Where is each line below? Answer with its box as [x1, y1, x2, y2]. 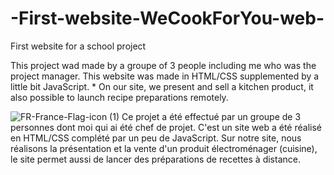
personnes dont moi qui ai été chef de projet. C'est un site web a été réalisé [10, 121, 322, 133]
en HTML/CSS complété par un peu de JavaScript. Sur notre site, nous [10, 132, 302, 144]
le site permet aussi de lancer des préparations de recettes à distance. [10, 153, 301, 165]
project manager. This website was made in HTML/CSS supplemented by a [10, 70, 320, 82]
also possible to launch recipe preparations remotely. [10, 91, 229, 103]
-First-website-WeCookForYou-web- [10, 7, 325, 30]
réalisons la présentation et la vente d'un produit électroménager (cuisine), [10, 142, 318, 154]
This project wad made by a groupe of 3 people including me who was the [10, 59, 317, 71]
